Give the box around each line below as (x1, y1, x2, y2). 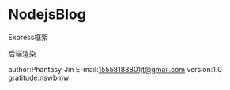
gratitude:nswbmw (8, 73, 70, 82)
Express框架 (8, 32, 49, 41)
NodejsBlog (8, 5, 87, 23)
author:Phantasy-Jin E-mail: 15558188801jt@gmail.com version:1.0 (8, 64, 223, 74)
